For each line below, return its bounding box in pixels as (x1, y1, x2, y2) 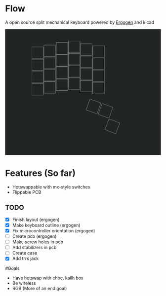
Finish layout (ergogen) (12, 217, 60, 222)
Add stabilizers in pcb (12, 245, 57, 251)
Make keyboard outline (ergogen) (12, 222, 81, 228)
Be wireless (12, 280, 36, 286)
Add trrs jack (12, 256, 39, 261)
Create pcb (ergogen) (12, 233, 57, 239)
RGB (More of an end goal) (12, 286, 67, 292)
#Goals (5, 265, 20, 271)
